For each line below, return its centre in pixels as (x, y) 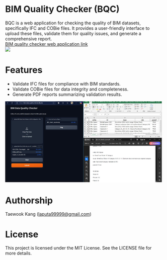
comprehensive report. (29, 39)
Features (24, 70)
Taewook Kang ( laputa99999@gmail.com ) (48, 214)
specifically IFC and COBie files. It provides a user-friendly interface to (78, 28)
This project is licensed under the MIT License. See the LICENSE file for (79, 248)
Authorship (29, 200)
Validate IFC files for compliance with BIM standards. (66, 84)
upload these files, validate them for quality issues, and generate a (73, 33)
